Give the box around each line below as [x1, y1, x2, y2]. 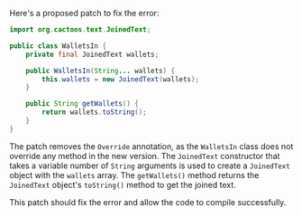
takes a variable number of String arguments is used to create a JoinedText [9, 160, 290, 171]
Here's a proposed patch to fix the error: [9, 8, 160, 18]
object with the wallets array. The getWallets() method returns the [9, 169, 260, 180]
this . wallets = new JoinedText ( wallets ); [41, 74, 200, 84]
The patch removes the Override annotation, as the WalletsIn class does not [9, 140, 294, 152]
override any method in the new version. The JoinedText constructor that [9, 150, 280, 161]
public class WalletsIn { [9, 41, 106, 51]
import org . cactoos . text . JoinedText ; [9, 25, 151, 34]
